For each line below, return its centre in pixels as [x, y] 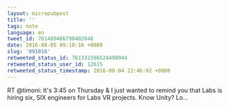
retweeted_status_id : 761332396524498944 [67, 58]
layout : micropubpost [38, 13]
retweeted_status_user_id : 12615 [55, 64]
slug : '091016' [29, 52]
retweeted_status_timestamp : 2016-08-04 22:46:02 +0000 [89, 70]
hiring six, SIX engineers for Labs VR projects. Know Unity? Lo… [98, 97]
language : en [26, 32]
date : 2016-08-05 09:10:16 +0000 [55, 45]
